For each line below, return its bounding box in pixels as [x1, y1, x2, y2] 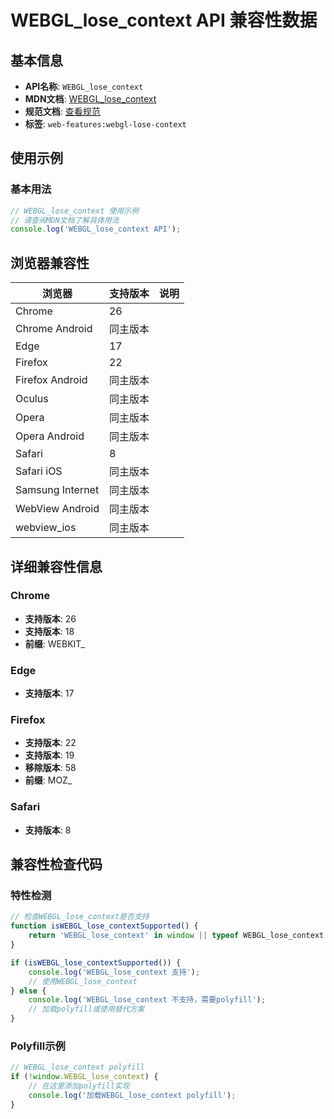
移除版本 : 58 [24, 762, 77, 774]
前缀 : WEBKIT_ [24, 637, 85, 650]
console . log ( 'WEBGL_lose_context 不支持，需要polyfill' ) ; [28, 995, 266, 1005]
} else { [10, 986, 47, 996]
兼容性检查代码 [10, 856, 103, 873]
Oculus [15, 392, 49, 406]
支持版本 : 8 [24, 824, 72, 836]
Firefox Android [15, 373, 88, 387]
